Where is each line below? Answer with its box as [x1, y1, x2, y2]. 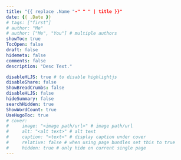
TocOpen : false [6, 42, 44, 48]
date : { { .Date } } [6, 14, 51, 20]
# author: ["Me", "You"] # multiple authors [6, 31, 117, 36]
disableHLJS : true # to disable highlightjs [6, 74, 117, 80]
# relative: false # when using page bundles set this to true [6, 139, 176, 145]
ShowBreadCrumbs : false [6, 85, 65, 91]
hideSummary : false [6, 96, 54, 102]
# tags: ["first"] [6, 19, 51, 25]
